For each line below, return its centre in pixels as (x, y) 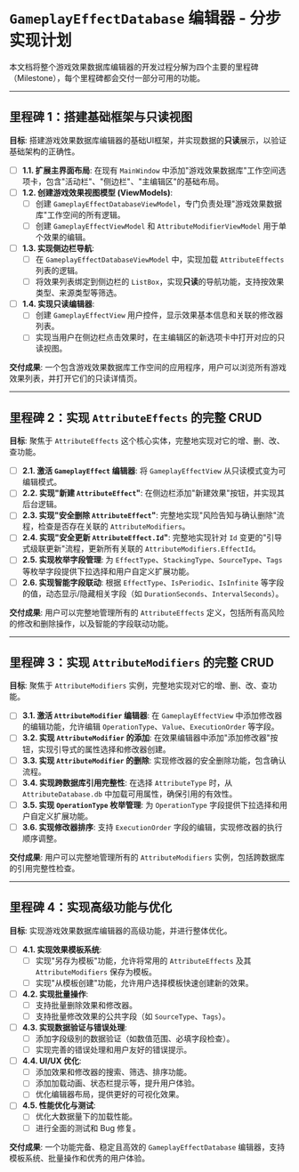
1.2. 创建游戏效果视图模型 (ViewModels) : (97, 192)
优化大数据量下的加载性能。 (86, 1117)
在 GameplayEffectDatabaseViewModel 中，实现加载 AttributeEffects (160, 260)
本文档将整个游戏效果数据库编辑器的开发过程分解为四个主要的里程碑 (134, 67)
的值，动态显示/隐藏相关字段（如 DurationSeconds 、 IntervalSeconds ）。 (153, 594)
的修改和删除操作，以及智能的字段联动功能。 (91, 623)
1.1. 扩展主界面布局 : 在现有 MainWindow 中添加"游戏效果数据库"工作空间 (150, 170)
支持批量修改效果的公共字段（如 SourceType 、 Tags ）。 (133, 1016)
